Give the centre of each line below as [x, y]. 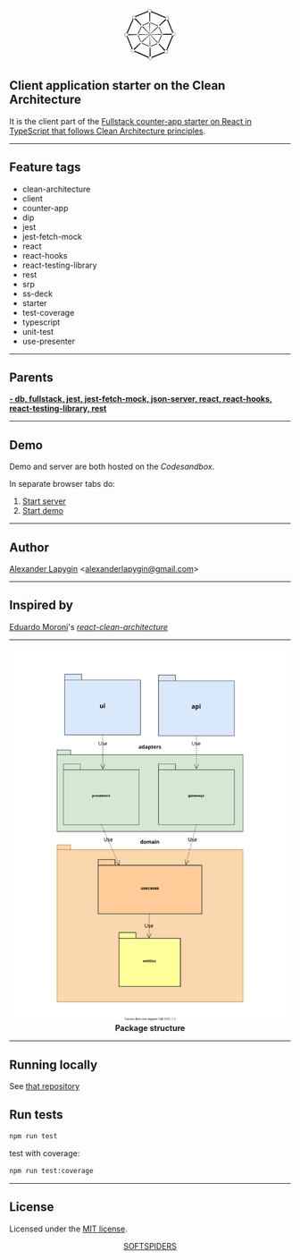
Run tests [36, 1115]
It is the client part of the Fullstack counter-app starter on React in [130, 121]
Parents [31, 378]
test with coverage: [45, 1153]
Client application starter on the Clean [117, 85]
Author [29, 547]
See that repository [45, 1086]
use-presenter [49, 341]
